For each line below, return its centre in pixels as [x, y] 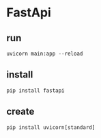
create [20, 112]
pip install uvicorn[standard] [51, 127]
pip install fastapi [36, 91]
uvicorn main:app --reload [45, 54]
